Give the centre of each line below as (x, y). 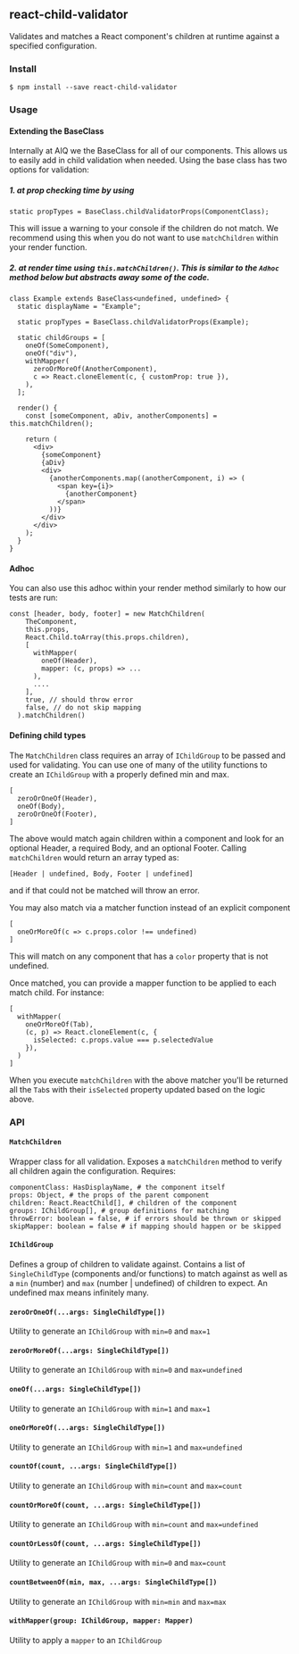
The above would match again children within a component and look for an (147, 838)
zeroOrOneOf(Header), (58, 798)
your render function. (48, 247)
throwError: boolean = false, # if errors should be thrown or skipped (145, 1218)
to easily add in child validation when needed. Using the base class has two (148, 161)
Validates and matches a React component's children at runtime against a (144, 36)
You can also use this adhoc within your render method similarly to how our (148, 588)
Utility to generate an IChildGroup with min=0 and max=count (118, 1563)
